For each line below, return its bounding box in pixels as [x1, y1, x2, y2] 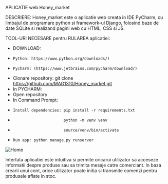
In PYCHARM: [12, 86, 42, 92]
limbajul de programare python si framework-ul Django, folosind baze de [5, 20, 159, 26]
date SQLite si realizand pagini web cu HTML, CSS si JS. [5, 25, 125, 31]
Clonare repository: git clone [12, 75, 73, 81]
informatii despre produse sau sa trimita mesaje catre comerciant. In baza [5, 162, 161, 168]
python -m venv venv [63, 118, 108, 123]
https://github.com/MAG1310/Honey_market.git [12, 81, 112, 86]
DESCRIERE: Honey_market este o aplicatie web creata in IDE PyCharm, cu [5, 14, 163, 20]
